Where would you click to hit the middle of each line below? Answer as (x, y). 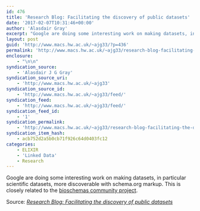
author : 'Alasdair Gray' (37, 28)
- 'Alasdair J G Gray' (45, 73)
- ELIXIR (28, 150)
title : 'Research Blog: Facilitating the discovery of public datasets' (98, 17)
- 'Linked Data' (37, 155)
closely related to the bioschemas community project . (72, 190)
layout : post (22, 39)
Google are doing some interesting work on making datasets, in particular (96, 178)
